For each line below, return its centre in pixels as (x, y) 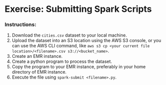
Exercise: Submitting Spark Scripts (78, 9)
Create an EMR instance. (37, 56)
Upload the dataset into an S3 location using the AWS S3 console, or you (86, 41)
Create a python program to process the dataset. (62, 62)
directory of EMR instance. (39, 72)
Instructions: (21, 25)
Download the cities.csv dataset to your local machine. (69, 35)
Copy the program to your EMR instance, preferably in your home (79, 67)
